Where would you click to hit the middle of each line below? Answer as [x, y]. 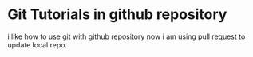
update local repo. [38, 44]
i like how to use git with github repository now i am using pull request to [126, 36]
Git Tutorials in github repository [117, 15]
